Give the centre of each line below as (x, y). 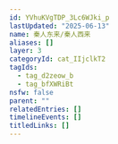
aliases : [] (31, 42)
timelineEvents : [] (46, 117)
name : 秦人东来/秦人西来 (50, 34)
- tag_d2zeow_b (46, 76)
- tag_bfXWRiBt (46, 84)
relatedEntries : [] (46, 109)
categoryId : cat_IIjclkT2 (57, 59)
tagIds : (24, 68)
